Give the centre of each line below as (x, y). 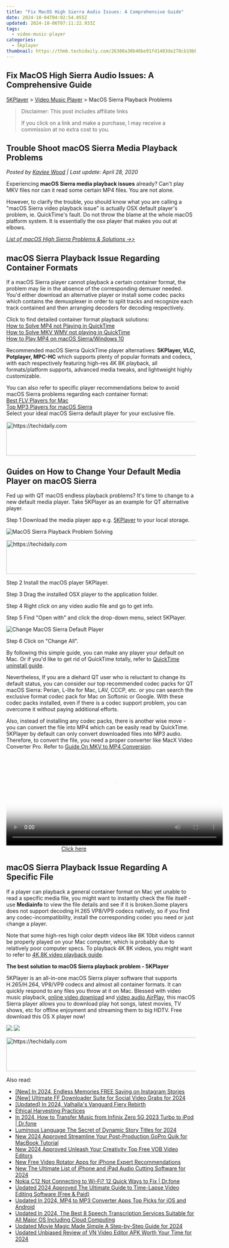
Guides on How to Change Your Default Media (94, 471)
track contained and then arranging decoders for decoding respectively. (96, 308)
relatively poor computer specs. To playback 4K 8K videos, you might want (99, 948)
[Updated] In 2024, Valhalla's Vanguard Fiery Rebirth (80, 1104)
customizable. (23, 376)
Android (25, 1206)
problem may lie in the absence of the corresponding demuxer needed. (94, 289)
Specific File (30, 877)
